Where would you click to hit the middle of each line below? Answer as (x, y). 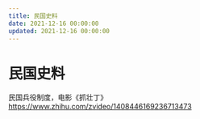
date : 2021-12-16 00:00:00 (54, 23)
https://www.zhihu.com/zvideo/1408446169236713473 (100, 107)
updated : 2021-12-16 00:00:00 (59, 31)
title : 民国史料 (33, 16)
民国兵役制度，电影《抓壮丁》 (58, 97)
